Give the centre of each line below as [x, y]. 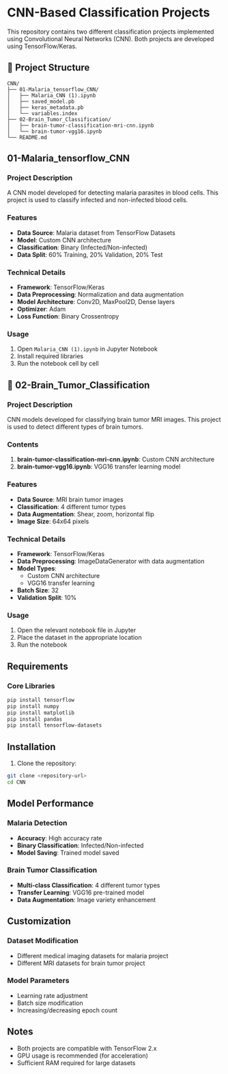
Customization [39, 922]
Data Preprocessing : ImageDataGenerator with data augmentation [111, 561]
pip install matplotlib [41, 713]
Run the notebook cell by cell [58, 364]
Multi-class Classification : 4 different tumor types [88, 885]
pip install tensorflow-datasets [55, 725]
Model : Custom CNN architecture [64, 240]
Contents [23, 445]
